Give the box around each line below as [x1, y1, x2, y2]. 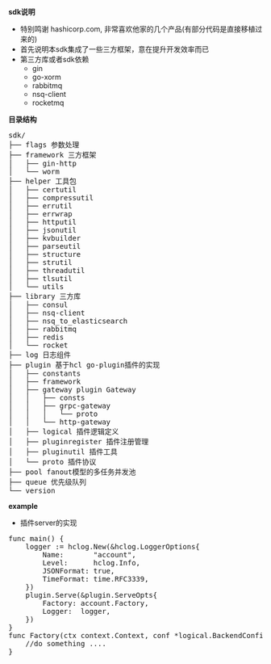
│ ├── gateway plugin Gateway [8, 385, 136, 394]
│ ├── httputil [8, 217, 77, 226]
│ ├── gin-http [8, 159, 77, 168]
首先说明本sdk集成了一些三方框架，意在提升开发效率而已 [19, 44, 210, 54]
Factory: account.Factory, [42, 599, 149, 607]
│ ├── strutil [8, 258, 73, 267]
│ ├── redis [8, 333, 65, 342]
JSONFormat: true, [42, 566, 115, 575]
